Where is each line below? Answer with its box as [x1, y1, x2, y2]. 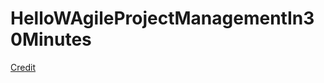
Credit [10, 61, 36, 73]
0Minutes [10, 28, 92, 51]
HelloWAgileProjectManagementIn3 [10, 7, 315, 30]
